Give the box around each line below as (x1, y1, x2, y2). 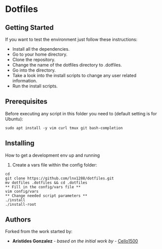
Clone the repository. (12, 57, 55, 63)
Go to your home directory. (12, 51, 68, 57)
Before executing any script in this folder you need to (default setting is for (5, 110, 157, 116)
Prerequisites (5, 97, 48, 106)
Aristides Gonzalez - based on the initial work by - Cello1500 (12, 238, 138, 244)
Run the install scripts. (12, 83, 58, 89)
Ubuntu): (5, 116, 23, 122)
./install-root (5, 202, 37, 207)
